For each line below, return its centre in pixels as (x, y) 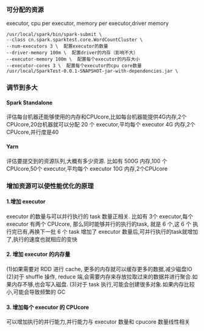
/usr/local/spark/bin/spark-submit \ (54, 35)
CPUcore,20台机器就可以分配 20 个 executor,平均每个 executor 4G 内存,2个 (101, 125)
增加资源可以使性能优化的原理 (50, 186)
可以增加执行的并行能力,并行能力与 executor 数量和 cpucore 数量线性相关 (98, 322)
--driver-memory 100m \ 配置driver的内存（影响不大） (72, 53)
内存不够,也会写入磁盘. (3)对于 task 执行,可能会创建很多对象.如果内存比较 (103, 284)
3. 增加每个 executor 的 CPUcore (48, 307)
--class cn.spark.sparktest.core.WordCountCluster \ (75, 40)
